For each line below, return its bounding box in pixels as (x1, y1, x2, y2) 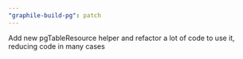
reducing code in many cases (8, 41, 105, 51)
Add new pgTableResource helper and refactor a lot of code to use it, (8, 33, 235, 42)
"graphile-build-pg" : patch (8, 11, 102, 20)
